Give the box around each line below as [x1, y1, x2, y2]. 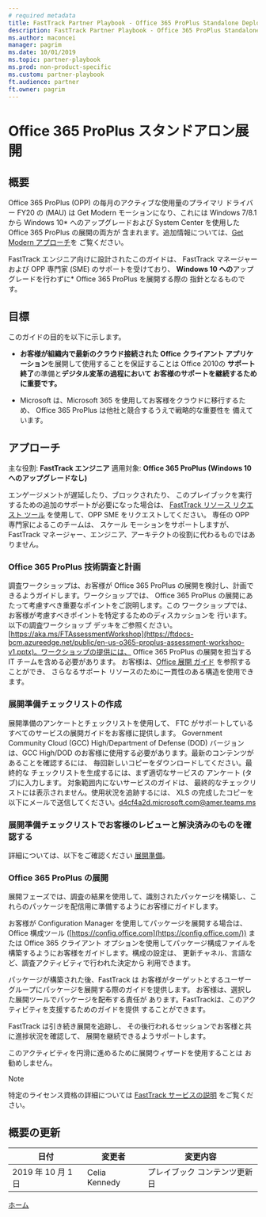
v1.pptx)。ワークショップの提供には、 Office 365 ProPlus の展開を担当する [8, 647, 252, 657]
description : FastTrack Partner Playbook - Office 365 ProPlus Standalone [8, 26, 260, 34]
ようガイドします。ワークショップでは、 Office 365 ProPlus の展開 [21, 591, 240, 601]
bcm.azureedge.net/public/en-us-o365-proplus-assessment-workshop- [8, 638, 245, 647]
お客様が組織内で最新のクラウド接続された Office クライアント [19, 349, 224, 359]
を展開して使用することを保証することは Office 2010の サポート [47, 359, 256, 368]
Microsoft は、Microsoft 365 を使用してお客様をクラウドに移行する [19, 395, 239, 405]
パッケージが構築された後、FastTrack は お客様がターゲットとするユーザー [8, 975, 252, 985]
